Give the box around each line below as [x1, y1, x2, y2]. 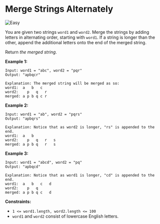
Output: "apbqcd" [5, 164, 41, 169]
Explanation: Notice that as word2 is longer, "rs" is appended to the [5, 124, 155, 129]
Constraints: [5, 199, 31, 204]
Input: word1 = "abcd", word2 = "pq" [5, 160, 82, 165]
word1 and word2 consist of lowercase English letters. [12, 213, 119, 219]
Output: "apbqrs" [5, 116, 41, 121]
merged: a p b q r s [5, 142, 56, 147]
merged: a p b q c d [5, 190, 52, 195]
